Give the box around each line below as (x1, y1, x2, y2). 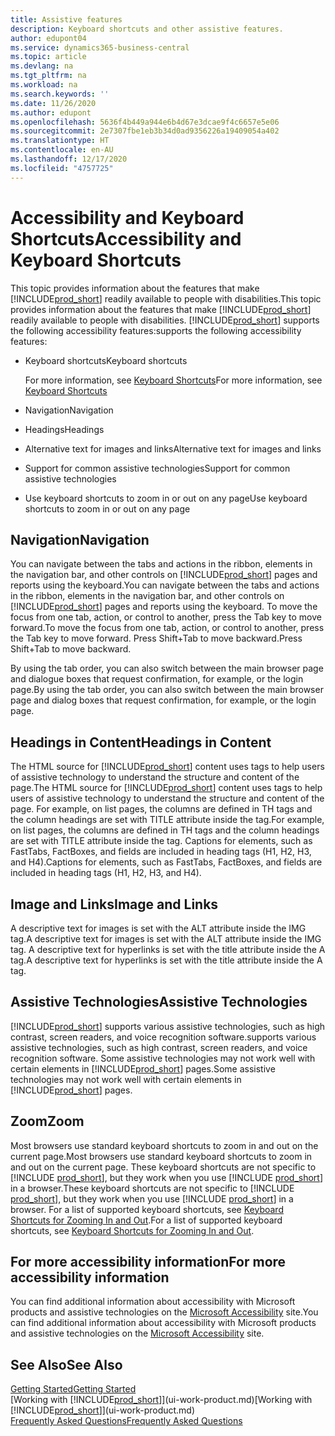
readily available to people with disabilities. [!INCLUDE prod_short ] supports (10, 314, 320, 326)
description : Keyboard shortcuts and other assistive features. (10, 24, 284, 34)
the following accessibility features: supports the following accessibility (10, 324, 302, 336)
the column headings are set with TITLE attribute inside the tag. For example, (10, 814, 325, 826)
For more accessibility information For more (10, 1254, 287, 1271)
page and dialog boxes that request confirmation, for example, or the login (10, 694, 317, 706)
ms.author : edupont (10, 107, 92, 118)
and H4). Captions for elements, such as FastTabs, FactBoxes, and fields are (10, 856, 323, 868)
